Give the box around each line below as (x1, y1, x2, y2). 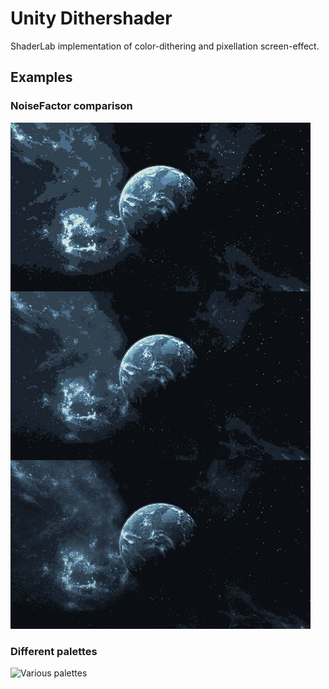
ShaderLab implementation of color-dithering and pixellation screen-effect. (10, 40, 320, 52)
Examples (10, 69, 73, 86)
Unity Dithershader (10, 7, 173, 30)
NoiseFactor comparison (10, 99, 133, 113)
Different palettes (10, 644, 98, 658)
